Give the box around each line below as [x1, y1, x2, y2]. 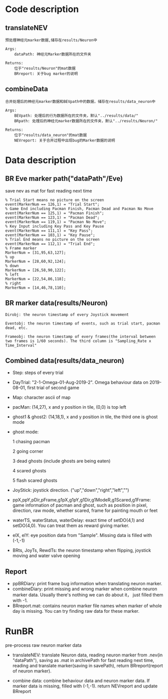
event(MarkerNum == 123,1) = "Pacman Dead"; [5, 215, 100, 220]
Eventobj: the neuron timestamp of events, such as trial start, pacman [5, 321, 160, 326]
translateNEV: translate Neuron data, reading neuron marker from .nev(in [12, 652, 163, 658]
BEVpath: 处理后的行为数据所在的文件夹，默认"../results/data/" [14, 113, 139, 118]
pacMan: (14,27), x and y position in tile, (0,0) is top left [12, 404, 126, 410]
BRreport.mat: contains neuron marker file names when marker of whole [12, 603, 162, 609]
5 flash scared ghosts [12, 477, 58, 483]
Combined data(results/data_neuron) [5, 357, 124, 365]
